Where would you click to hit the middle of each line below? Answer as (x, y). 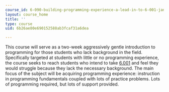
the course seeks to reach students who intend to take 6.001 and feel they (82, 63)
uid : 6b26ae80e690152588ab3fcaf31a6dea (47, 28)
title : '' (16, 19)
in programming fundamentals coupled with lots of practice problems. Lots (82, 79)
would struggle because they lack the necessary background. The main (79, 68)
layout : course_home (27, 14)
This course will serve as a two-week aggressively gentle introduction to (80, 47)
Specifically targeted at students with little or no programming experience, (82, 57)
